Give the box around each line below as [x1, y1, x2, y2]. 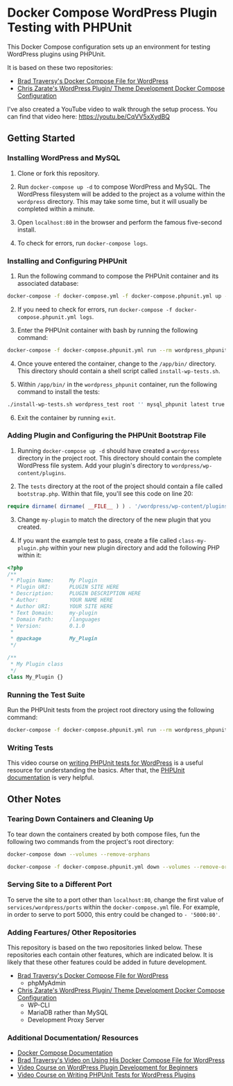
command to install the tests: [17, 387, 101, 396]
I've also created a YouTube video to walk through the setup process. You [7, 105, 218, 113]
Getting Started [7, 132, 76, 144]
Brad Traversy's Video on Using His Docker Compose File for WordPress [17, 1056, 225, 1065]
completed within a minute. [17, 205, 95, 213]
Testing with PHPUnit [7, 19, 132, 35]
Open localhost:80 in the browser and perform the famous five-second [17, 218, 223, 226]
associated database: [17, 279, 79, 287]
